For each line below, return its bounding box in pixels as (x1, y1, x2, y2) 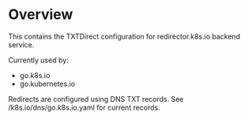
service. (8, 39, 35, 49)
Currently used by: (8, 55, 69, 65)
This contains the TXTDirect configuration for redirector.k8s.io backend (8, 32, 241, 41)
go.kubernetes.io (19, 79, 76, 88)
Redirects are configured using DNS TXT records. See (8, 94, 184, 103)
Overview (8, 6, 73, 24)
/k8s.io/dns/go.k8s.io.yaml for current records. (8, 103, 160, 112)
